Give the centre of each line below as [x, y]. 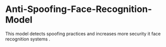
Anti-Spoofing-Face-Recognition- [79, 9]
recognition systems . [28, 39]
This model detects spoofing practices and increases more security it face [83, 33]
